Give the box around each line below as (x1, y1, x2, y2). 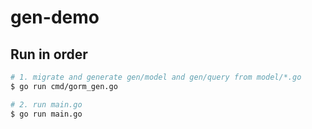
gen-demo (10, 6, 100, 29)
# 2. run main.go (10, 99, 83, 110)
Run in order (10, 46, 88, 63)
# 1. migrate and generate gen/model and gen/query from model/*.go (10, 72, 302, 82)
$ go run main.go (10, 109, 83, 119)
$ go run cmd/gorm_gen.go (10, 81, 118, 91)
